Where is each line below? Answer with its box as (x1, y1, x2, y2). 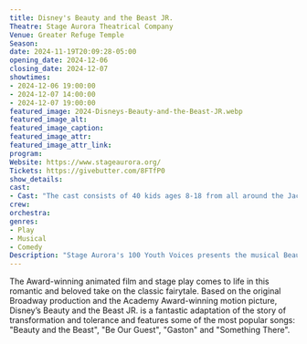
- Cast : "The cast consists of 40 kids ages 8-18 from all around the (9, 192, 284, 201)
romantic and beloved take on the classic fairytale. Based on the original (9, 286, 281, 297)
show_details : (9, 174, 64, 183)
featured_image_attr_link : (9, 141, 112, 150)
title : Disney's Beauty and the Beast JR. (9, 13, 174, 23)
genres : (9, 216, 39, 226)
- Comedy (9, 243, 43, 252)
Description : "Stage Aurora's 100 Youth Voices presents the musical (9, 251, 281, 260)
